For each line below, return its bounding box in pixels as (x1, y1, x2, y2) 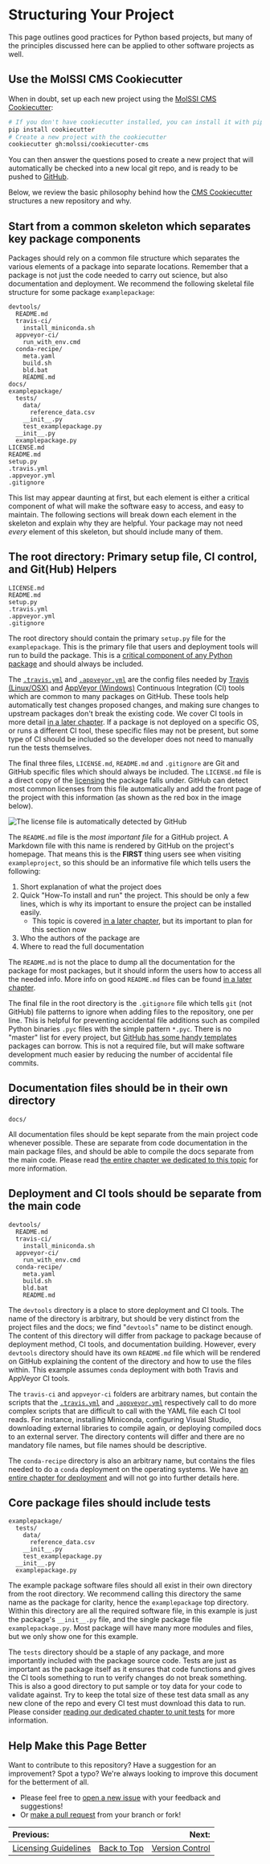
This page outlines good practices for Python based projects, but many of (8, 32, 253, 42)
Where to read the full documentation (19, 942, 145, 951)
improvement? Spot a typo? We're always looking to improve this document (8, 1769, 259, 1779)
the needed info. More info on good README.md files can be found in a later (8, 974, 252, 983)
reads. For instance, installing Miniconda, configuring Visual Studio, (8, 1414, 231, 1424)
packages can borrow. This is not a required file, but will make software (8, 1040, 245, 1050)
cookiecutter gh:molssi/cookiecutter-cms (8, 141, 149, 149)
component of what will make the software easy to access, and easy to (8, 501, 244, 511)
